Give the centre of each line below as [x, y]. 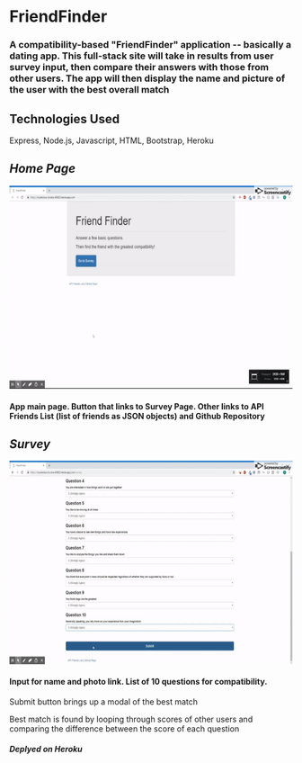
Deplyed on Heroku [46, 750]
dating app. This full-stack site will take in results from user [142, 56]
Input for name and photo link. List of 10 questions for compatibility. [138, 682]
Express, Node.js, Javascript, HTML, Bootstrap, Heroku [111, 140]
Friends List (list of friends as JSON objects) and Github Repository [137, 416]
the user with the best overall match [89, 90]
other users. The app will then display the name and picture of [147, 78]
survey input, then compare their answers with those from [139, 67]
